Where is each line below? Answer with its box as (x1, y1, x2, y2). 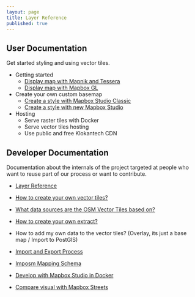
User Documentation (6, 43, 87, 53)
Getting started (15, 71, 54, 78)
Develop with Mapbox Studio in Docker (15, 272, 114, 279)
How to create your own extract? (15, 218, 98, 225)
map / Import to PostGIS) (15, 236, 78, 243)
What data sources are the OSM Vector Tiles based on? (15, 206, 155, 213)
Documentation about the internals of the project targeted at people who (6, 164, 189, 171)
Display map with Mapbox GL (24, 84, 98, 92)
